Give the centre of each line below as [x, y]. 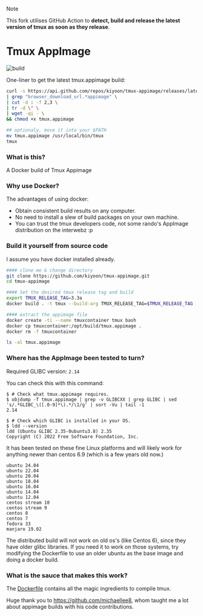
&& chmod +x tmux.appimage [40, 119]
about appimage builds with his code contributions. [70, 606]
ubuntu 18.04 [23, 481]
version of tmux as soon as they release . [58, 27]
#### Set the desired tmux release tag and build [70, 293]
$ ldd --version [27, 426]
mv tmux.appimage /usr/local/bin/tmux [55, 136]
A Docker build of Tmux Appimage [49, 170]
